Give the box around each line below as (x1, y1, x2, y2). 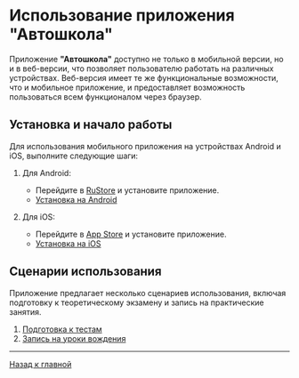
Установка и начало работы (9, 117, 173, 133)
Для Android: (21, 167, 71, 178)
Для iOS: (21, 211, 56, 222)
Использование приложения (9, 5, 235, 26)
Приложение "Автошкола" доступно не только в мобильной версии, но (9, 53, 284, 64)
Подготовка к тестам (21, 324, 102, 334)
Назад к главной (9, 358, 72, 369)
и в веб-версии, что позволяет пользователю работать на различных (9, 63, 274, 74)
